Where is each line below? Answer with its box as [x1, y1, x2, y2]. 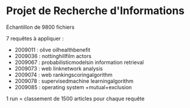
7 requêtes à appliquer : [6, 35, 64, 42]
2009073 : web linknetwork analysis [14, 65, 103, 72]
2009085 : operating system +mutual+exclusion [14, 83, 132, 90]
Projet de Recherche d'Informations [6, 4, 185, 18]
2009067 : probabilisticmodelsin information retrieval [14, 59, 145, 66]
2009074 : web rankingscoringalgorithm [14, 71, 113, 78]
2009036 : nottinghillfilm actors [14, 52, 91, 59]
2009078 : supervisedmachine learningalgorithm [14, 77, 134, 85]
